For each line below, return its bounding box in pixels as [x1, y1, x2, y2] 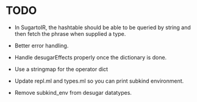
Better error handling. [14, 42, 69, 49]
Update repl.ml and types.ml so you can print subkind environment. [14, 77, 184, 84]
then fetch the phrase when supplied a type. [14, 30, 126, 37]
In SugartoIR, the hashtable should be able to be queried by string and [14, 24, 192, 31]
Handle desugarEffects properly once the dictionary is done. [14, 53, 167, 61]
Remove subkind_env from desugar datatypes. [14, 89, 132, 96]
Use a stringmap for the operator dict [14, 65, 108, 73]
